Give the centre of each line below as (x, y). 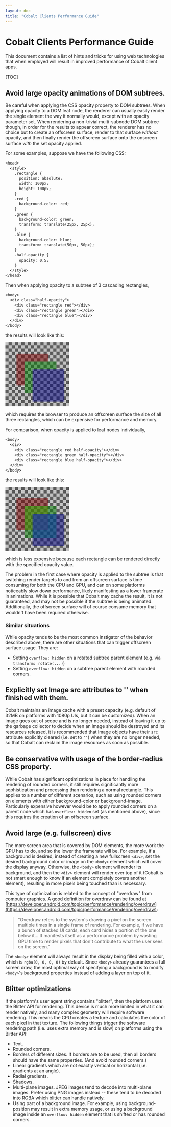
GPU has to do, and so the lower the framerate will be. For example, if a (80, 851)
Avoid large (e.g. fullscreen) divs (58, 833)
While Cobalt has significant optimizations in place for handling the (76, 779)
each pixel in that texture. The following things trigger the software (75, 1023)
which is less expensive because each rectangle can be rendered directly (83, 559)
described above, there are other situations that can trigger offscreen (78, 642)
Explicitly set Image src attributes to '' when (77, 690)
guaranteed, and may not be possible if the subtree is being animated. (79, 602)
